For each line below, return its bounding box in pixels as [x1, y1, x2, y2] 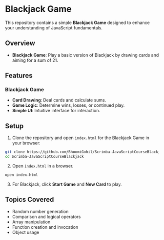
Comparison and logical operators [12, 214, 81, 219]
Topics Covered [5, 195, 54, 204]
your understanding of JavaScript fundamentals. [5, 24, 102, 30]
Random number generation [12, 208, 69, 214]
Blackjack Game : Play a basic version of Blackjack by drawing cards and [12, 52, 159, 58]
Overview [5, 39, 36, 48]
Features [5, 72, 33, 80]
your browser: [12, 140, 41, 146]
